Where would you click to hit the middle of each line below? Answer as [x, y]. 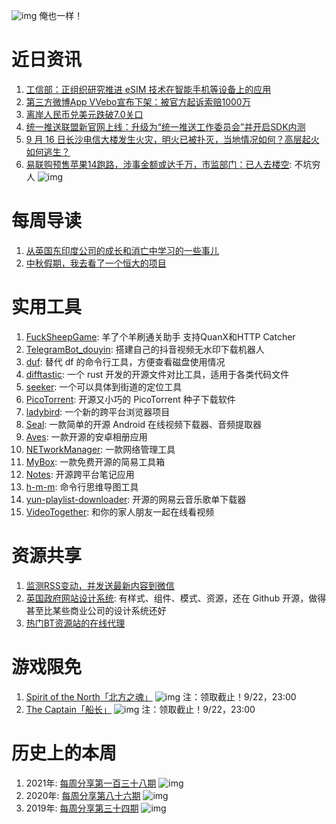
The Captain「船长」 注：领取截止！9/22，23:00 [140, 709]
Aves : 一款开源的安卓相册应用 [86, 436]
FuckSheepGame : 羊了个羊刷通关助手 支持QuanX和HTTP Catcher [160, 336]
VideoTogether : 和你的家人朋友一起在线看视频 [120, 511]
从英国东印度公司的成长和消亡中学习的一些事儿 [122, 250]
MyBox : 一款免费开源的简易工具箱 [95, 461]
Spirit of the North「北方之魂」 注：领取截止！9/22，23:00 [161, 696]
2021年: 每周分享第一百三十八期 [91, 783]
